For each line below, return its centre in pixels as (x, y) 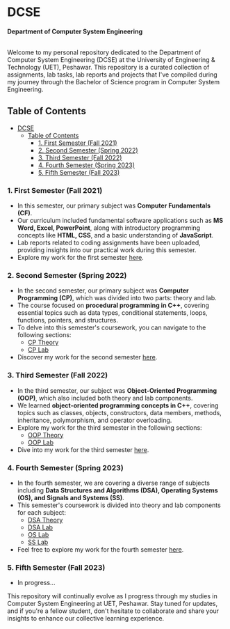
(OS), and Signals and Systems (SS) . (71, 497)
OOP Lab (41, 442)
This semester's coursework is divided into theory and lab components (119, 505)
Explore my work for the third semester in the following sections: (110, 427)
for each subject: (41, 512)
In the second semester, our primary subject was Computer (103, 290)
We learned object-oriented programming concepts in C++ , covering (118, 405)
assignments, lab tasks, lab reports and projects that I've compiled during (112, 75)
